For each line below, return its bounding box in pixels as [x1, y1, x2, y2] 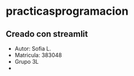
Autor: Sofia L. [14, 45, 52, 52]
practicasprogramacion [6, 4, 128, 18]
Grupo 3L [14, 58, 39, 65]
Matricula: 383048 [14, 51, 62, 59]
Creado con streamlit [6, 29, 89, 39]
